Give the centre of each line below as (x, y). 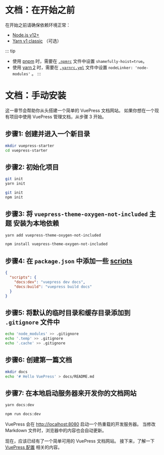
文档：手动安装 (36, 96)
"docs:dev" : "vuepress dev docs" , (50, 282)
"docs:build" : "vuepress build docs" (53, 287)
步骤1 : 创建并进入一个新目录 (48, 134)
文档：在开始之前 (40, 10)
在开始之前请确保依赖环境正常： (38, 25)
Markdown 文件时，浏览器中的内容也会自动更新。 (56, 430)
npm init (14, 197)
